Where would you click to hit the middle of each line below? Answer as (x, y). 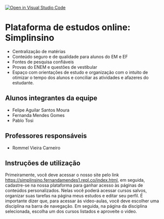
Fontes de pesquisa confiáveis (43, 62)
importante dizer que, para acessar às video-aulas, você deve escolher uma (82, 201)
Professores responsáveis (46, 136)
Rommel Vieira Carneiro (36, 148)
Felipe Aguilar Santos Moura (41, 110)
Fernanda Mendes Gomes (38, 115)
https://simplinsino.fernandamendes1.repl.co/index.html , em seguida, (75, 180)
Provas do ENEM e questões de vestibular (55, 67)
